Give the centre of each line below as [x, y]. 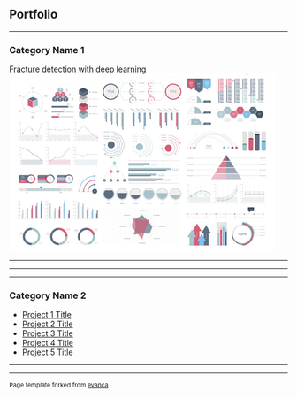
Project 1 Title [47, 315]
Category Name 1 [47, 50]
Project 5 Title [47, 352]
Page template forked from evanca [59, 385]
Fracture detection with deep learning [78, 69]
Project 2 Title [47, 324]
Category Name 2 [48, 295]
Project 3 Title [47, 333]
